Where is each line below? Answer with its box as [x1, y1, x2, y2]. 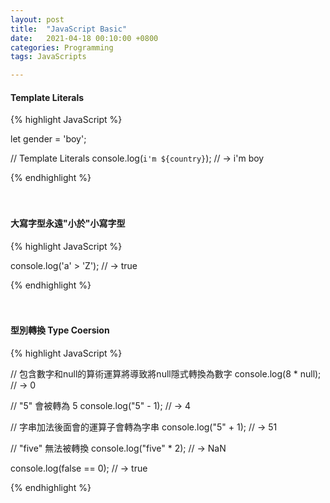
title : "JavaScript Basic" [10, 24, 128, 34]
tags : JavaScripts [10, 52, 87, 62]
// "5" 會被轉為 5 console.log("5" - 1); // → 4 [10, 399, 191, 411]
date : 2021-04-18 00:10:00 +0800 [10, 33, 159, 43]
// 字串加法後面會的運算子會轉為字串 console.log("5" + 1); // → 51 [10, 421, 278, 433]
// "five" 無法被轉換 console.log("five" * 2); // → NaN [10, 442, 227, 454]
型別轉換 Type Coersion [10, 324, 110, 336]
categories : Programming [10, 42, 114, 53]
